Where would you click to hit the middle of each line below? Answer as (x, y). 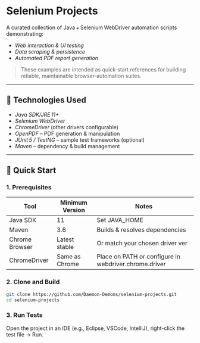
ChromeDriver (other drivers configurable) (67, 127)
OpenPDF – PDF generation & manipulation (67, 133)
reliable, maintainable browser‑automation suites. (81, 76)
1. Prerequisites (29, 188)
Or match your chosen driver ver (142, 244)
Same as (68, 257)
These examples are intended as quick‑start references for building (103, 69)
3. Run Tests (24, 315)
